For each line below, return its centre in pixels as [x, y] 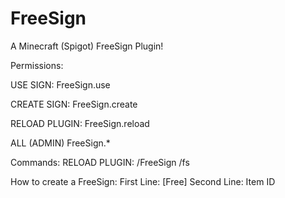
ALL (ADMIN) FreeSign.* [60, 143]
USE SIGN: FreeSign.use [60, 84]
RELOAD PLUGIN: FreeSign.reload [80, 123]
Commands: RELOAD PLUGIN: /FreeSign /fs [100, 162]
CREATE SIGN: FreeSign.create [74, 104]
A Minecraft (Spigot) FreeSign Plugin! [87, 46]
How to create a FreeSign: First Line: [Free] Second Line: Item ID [143, 181]
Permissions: [37, 65]
